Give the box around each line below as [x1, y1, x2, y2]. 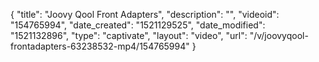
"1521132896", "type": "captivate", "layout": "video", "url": [10, 30, 248, 41]
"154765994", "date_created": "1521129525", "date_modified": [10, 19, 266, 31]
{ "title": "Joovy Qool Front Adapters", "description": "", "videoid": [10, 9, 280, 20]
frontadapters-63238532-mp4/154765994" [10, 40, 190, 52]
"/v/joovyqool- [249, 30, 309, 41]
